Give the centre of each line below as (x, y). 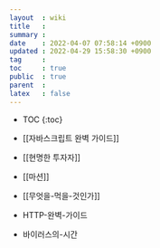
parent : (28, 85)
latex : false (40, 93)
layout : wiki (38, 18)
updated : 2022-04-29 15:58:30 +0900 (80, 52)
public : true (38, 77)
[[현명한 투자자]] (52, 157)
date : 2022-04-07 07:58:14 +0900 (80, 43)
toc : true (38, 69)
